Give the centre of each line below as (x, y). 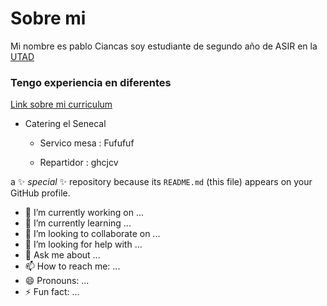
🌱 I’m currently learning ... (78, 223)
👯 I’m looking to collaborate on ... (92, 234)
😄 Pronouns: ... (57, 281)
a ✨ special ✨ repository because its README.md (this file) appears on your (161, 182)
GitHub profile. (40, 193)
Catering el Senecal (65, 124)
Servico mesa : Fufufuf (87, 143)
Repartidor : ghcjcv (79, 163)
